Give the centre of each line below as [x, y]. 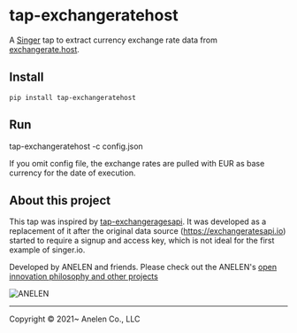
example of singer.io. [47, 250]
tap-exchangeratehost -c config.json [76, 146]
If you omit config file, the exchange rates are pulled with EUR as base [137, 163]
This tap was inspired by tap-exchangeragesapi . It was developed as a [138, 221]
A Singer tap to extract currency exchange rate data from [114, 40]
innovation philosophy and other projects [84, 276]
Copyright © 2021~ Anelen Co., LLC [75, 319]
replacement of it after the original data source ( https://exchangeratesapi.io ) [148, 231]
